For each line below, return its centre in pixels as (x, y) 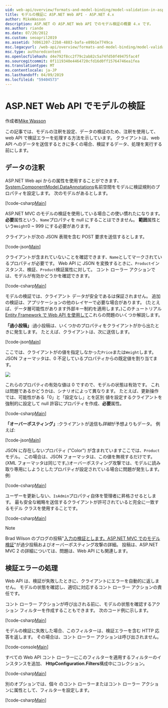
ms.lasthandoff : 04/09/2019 (34, 75)
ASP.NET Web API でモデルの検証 (75, 106)
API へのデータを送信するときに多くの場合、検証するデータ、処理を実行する (84, 144)
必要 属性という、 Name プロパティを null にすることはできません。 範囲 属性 (81, 220)
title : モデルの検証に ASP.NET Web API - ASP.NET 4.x (60, 15)
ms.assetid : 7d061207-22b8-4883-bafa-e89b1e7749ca (59, 43)
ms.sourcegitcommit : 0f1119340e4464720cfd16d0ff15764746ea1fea (72, 61)
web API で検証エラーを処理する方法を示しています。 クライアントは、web (82, 138)
